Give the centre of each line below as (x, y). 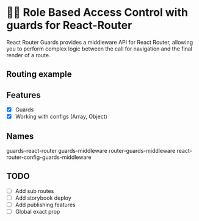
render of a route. (28, 55)
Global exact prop (38, 212)
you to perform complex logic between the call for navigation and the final (99, 49)
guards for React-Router (69, 25)
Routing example (39, 75)
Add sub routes (34, 191)
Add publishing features (45, 205)
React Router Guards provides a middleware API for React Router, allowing (100, 42)
